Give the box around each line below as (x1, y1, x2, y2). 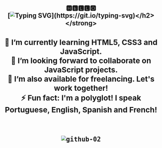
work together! (54, 83, 108, 93)
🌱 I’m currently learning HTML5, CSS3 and (4, 37, 158, 47)
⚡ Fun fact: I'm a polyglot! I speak (20, 93, 142, 103)
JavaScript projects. (44, 64, 118, 75)
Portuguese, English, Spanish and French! (4, 105, 158, 114)
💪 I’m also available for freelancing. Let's (7, 74, 155, 84)
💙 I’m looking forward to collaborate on (11, 56, 151, 65)
